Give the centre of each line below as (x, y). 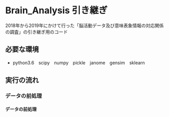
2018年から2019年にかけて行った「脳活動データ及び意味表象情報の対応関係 (84, 25)
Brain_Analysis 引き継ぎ (57, 10)
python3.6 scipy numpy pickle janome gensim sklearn (79, 63)
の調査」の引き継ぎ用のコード (36, 32)
